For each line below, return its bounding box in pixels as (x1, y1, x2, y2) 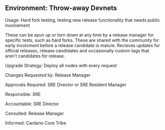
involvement (5, 22, 30, 28)
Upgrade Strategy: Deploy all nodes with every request (5, 62, 117, 68)
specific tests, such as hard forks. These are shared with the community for (5, 37, 160, 43)
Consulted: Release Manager (5, 110, 64, 116)
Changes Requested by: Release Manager (5, 72, 91, 78)
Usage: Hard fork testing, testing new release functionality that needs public (5, 17, 161, 23)
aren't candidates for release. (5, 53, 65, 59)
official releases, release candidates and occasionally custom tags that (5, 47, 150, 53)
